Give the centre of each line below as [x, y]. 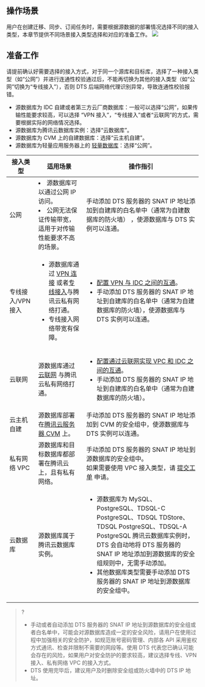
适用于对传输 [56, 229]
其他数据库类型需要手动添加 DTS [143, 572]
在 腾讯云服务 [56, 424]
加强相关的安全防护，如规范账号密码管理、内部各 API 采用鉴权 [119, 639]
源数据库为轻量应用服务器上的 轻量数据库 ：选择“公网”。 [85, 145]
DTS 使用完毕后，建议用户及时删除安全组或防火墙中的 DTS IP [107, 670]
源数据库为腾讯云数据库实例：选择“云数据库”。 [74, 130]
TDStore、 [174, 517]
